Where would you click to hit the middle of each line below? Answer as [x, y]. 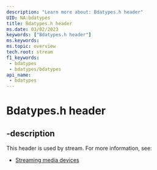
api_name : [19, 75]
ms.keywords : [23, 41]
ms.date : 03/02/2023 [33, 29]
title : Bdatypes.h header [39, 23]
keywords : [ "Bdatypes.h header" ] [49, 35]
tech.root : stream [30, 52]
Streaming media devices [47, 160]
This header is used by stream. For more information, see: [79, 149]
